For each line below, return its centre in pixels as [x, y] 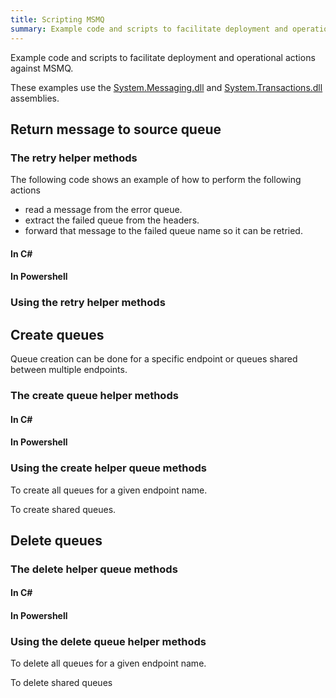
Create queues [57, 334]
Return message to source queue [116, 129]
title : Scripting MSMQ [57, 19]
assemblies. [35, 98]
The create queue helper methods [94, 396]
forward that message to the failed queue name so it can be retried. [163, 231]
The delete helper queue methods [94, 569]
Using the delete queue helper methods [108, 641]
